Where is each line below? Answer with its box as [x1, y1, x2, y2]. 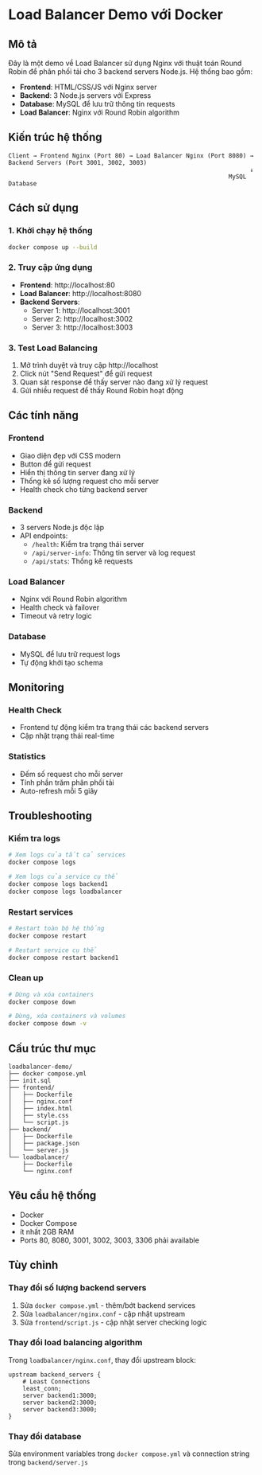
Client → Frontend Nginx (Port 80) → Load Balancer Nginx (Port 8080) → [8, 151, 254, 160]
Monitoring [8, 681, 65, 694]
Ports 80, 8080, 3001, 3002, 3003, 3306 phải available [19, 1235, 200, 1245]
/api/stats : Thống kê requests [31, 556, 133, 566]
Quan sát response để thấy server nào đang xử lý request [19, 377, 209, 387]
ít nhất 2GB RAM [19, 1227, 75, 1236]
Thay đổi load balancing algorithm [8, 1337, 143, 1348]
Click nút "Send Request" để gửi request [19, 369, 152, 378]
